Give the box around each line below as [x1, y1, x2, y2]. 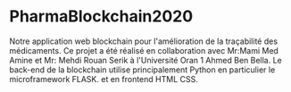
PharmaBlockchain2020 [9, 6, 194, 27]
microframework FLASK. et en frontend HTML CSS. [9, 73, 198, 84]
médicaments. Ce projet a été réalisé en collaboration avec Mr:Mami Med [9, 45, 279, 55]
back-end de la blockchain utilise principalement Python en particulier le [9, 64, 276, 75]
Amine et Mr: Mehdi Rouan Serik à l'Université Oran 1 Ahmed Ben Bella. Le [9, 54, 283, 65]
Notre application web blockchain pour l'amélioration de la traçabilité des [9, 36, 279, 46]
